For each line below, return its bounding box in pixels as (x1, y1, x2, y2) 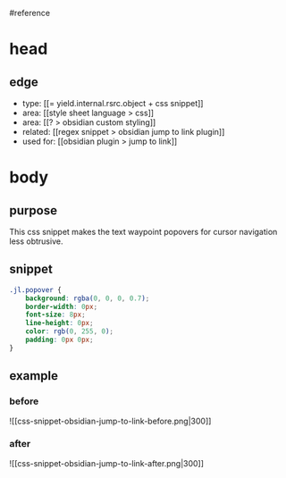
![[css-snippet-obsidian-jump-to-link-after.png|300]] (9, 457, 204, 468)
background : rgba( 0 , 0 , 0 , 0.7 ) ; (25, 294, 150, 303)
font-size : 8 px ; (25, 310, 87, 320)
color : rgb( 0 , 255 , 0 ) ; (25, 327, 114, 336)
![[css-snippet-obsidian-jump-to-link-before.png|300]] (9, 415, 212, 426)
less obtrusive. (9, 236, 63, 247)
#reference (9, 8, 51, 18)
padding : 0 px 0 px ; (25, 335, 94, 345)
